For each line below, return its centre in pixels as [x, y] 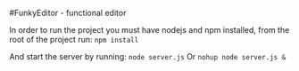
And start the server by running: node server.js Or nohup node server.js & [148, 56]
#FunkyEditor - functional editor [68, 13]
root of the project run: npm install [74, 39]
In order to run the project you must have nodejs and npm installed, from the [149, 30]
